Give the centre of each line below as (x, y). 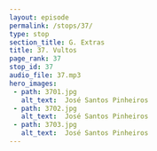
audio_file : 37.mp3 (45, 75)
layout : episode (39, 17)
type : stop (29, 34)
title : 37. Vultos (43, 51)
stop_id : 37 (31, 68)
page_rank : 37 (35, 59)
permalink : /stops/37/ (51, 26)
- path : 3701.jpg (45, 91)
